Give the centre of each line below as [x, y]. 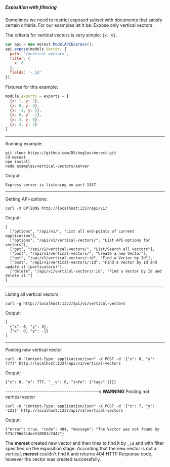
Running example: [24, 143]
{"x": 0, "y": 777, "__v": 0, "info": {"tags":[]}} [61, 382]
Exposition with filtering [31, 7]
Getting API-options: [27, 199]
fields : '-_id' [26, 73]
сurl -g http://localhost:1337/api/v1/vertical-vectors [65, 303]
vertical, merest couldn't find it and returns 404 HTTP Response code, [79, 454]
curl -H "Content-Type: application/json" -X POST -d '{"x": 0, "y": [80, 359]
